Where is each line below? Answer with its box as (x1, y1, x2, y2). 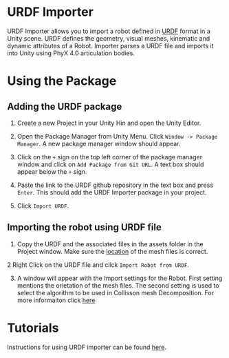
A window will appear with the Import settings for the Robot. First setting (17, 274, 223, 282)
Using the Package (7, 73, 117, 89)
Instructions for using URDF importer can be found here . (7, 343, 167, 351)
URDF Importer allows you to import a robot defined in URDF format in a (7, 27, 211, 35)
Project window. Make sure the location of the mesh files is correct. (17, 247, 208, 255)
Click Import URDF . (17, 201, 69, 210)
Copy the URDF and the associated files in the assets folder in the (17, 239, 204, 248)
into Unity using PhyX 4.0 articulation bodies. (7, 49, 135, 57)
